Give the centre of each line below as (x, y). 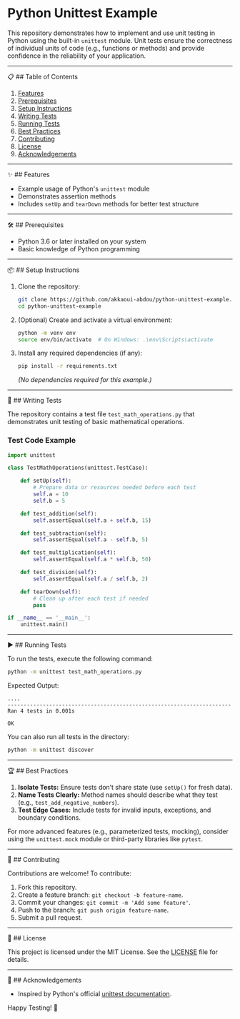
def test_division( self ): (59, 573)
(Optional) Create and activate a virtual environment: (95, 320)
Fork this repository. (47, 887)
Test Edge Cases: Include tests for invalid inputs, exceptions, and (114, 810)
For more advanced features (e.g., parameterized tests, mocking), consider (118, 831)
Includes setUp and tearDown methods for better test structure (108, 204)
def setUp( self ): (46, 481)
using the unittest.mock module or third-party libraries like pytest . (105, 839)
